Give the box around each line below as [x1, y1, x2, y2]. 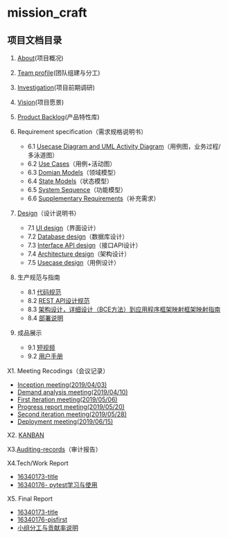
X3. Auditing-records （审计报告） [7, 445, 102, 453]
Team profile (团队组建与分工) [17, 69, 100, 77]
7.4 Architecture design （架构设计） [27, 250, 131, 258]
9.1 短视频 [27, 343, 55, 352]
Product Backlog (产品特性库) [17, 113, 100, 121]
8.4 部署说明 [27, 314, 64, 322]
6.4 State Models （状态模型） [27, 177, 113, 185]
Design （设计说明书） [17, 209, 80, 217]
